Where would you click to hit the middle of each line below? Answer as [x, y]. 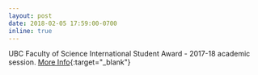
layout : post [30, 16]
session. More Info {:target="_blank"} [70, 62]
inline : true [30, 31]
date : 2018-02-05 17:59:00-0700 [63, 23]
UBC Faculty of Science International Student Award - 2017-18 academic [129, 54]
